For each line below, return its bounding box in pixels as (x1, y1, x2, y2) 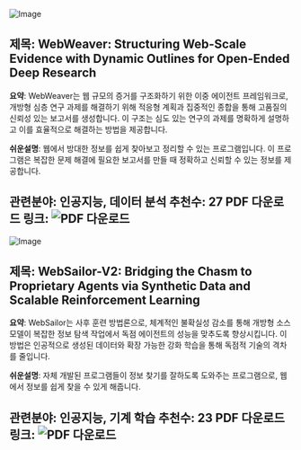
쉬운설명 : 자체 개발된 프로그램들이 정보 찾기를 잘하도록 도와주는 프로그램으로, (9, 370, 279, 381)
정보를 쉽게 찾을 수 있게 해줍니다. (25, 382, 141, 393)
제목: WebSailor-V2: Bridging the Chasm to (9, 264, 252, 279)
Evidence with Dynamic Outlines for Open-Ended (9, 51, 290, 66)
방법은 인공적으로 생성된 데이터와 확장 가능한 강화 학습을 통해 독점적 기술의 (9, 340, 271, 350)
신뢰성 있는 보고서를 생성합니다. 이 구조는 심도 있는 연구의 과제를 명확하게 (9, 112, 266, 123)
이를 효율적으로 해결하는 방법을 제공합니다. (18, 124, 168, 135)
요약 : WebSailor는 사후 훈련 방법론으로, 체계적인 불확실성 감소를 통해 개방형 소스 (9, 317, 291, 328)
